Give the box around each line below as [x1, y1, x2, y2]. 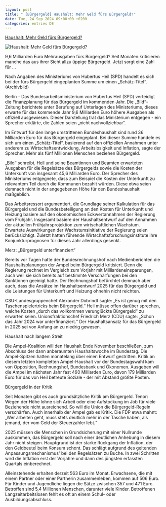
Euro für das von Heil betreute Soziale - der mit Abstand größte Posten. [5, 374, 151, 380]
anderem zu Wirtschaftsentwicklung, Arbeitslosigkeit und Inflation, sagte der [5, 145, 161, 151]
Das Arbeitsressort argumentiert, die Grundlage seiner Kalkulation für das [5, 201, 155, 207]
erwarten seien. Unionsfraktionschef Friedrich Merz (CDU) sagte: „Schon [5, 314, 154, 320]
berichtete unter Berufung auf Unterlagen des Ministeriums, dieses [22, 104, 158, 110]
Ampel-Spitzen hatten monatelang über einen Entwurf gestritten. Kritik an [5, 354, 155, 360]
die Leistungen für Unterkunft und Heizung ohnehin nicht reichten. [5, 288, 140, 294]
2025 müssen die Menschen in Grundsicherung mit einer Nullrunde [5, 430, 142, 435]
